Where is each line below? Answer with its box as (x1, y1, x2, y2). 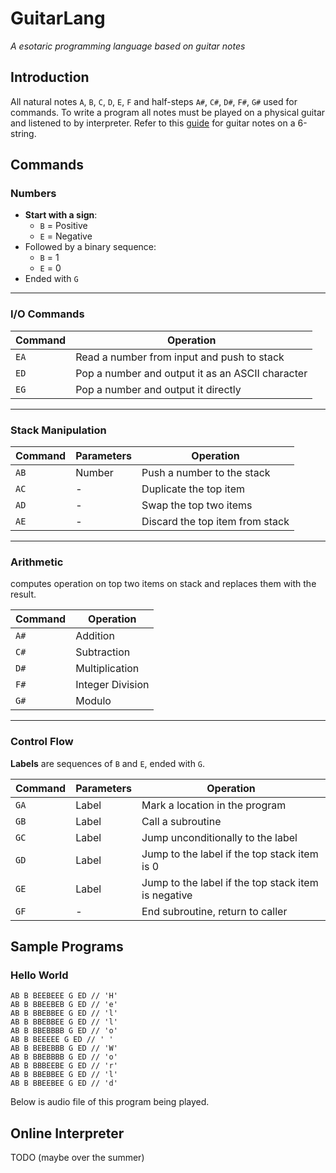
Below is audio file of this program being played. (10, 1096, 210, 1108)
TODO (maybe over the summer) (10, 1152, 145, 1164)
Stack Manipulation (10, 423, 107, 437)
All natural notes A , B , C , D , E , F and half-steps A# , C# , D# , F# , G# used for (10, 95, 298, 107)
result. (10, 588, 37, 601)
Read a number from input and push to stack (75, 350, 285, 364)
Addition (75, 629, 115, 643)
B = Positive (39, 220, 88, 232)
